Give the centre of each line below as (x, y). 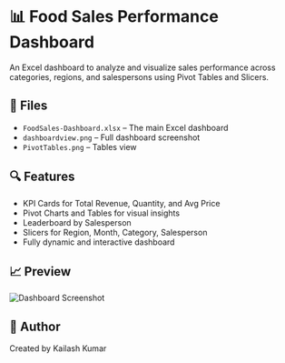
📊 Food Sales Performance (114, 17)
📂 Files (29, 106)
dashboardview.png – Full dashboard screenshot (111, 137)
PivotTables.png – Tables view (80, 146)
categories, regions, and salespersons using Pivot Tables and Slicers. (139, 76)
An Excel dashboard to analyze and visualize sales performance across (142, 67)
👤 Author (35, 326)
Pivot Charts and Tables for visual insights (101, 213)
